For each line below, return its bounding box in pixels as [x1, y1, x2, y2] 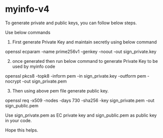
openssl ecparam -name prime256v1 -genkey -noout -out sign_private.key [5, 48, 157, 54]
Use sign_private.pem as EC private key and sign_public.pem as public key [5, 112, 157, 118]
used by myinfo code [12, 63, 56, 69]
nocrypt [5, 78, 21, 84]
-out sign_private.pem [22, 78, 67, 84]
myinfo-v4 [5, 3, 50, 15]
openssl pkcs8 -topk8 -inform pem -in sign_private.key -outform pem [5, 73, 146, 79]
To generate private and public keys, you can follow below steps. [5, 20, 137, 26]
